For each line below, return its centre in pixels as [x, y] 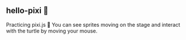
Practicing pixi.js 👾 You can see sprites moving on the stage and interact [93, 24]
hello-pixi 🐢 [27, 11]
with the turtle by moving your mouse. [52, 31]
